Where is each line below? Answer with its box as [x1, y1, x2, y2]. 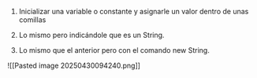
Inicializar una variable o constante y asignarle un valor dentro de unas [18, 7, 249, 16]
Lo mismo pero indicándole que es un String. [18, 31, 165, 39]
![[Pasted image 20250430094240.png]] [7, 61, 141, 70]
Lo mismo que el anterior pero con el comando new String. [18, 46, 210, 54]
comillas [18, 15, 47, 24]
